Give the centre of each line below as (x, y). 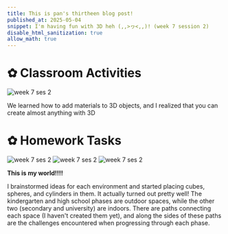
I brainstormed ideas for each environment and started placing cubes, (106, 186)
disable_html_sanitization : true (55, 33)
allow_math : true (32, 39)
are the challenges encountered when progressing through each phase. (109, 223)
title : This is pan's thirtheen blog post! (70, 13)
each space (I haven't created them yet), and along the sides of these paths (114, 215)
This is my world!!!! (35, 173)
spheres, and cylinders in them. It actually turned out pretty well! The (105, 194)
